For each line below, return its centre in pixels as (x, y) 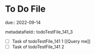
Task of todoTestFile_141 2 (38, 47)
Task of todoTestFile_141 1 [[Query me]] (51, 41)
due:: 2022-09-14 (23, 22)
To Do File (25, 9)
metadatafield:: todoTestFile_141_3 (39, 32)
